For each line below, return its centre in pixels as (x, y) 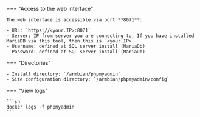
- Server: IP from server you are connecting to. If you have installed (100, 36)
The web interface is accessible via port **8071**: (74, 20)
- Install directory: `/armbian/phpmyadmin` (64, 74)
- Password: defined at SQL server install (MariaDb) (76, 52)
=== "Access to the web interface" (50, 9)
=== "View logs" (27, 91)
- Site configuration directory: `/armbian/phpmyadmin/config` (88, 79)
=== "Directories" (29, 63)
